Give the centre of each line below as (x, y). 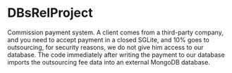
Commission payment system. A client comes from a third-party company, (115, 32)
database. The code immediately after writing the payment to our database (116, 55)
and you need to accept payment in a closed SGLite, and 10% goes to (109, 39)
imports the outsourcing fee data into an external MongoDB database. (109, 62)
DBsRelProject (50, 13)
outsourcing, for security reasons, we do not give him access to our (106, 47)
